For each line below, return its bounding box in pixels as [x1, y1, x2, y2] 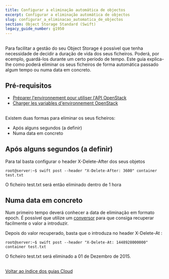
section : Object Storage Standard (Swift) [5, 21, 96, 27]
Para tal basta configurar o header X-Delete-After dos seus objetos [5, 158, 145, 164]
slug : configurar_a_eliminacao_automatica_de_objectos [5, 17, 123, 22]
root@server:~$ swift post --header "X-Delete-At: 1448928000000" [5, 240, 148, 245]
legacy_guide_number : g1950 [5, 26, 65, 31]
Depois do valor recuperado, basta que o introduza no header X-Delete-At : [5, 230, 163, 236]
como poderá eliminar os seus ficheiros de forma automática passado [12, 61, 159, 67]
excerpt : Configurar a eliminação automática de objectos [5, 12, 130, 17]
